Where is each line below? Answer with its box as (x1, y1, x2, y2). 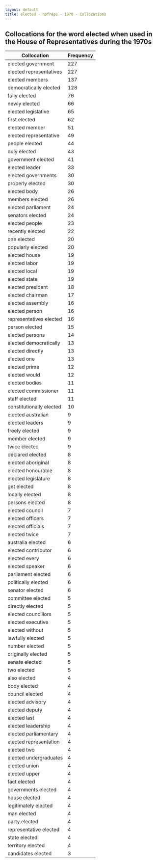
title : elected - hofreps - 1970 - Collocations (5, 12, 106, 17)
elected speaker (7, 563, 45, 570)
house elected (7, 794, 41, 801)
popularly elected (7, 244, 48, 251)
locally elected (7, 491, 41, 498)
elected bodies (7, 379, 42, 386)
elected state (7, 276, 38, 283)
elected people (7, 220, 42, 227)
